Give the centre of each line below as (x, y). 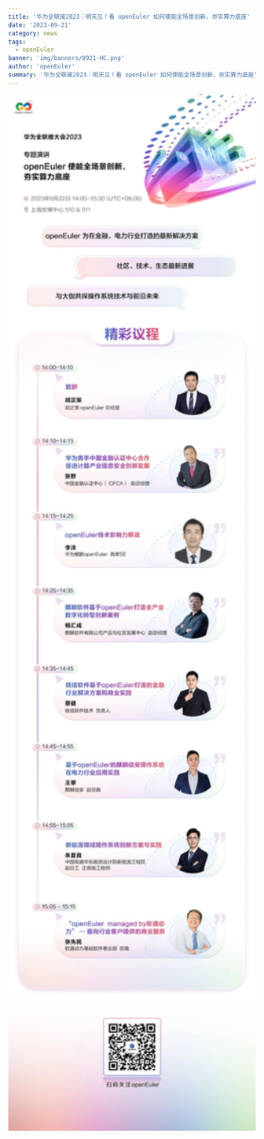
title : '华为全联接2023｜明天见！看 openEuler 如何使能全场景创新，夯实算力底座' (129, 17)
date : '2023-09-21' (40, 25)
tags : (17, 42)
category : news (33, 33)
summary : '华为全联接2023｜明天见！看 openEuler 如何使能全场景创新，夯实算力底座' (133, 75)
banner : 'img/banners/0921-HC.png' (66, 58)
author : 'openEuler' (42, 67)
